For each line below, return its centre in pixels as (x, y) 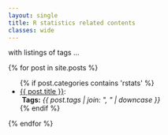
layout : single (33, 15)
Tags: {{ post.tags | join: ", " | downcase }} (91, 100)
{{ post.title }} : (43, 92)
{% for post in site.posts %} (53, 68)
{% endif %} (40, 108)
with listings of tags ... (44, 53)
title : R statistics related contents (72, 23)
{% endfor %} (31, 124)
